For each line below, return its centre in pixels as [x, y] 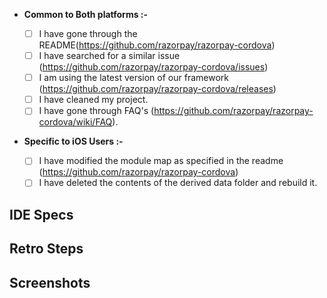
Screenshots [50, 282]
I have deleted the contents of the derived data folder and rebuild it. [178, 183]
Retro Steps [46, 249]
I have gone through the [88, 33]
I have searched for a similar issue [109, 56]
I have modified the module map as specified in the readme [161, 161]
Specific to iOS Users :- [73, 141]
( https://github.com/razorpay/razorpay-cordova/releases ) [157, 89]
